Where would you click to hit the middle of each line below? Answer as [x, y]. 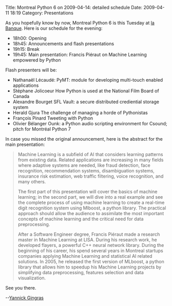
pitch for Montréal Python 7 [42, 129]
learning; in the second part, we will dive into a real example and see [90, 197]
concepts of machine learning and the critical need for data [81, 219]
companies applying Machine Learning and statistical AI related [85, 256]
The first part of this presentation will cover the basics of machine [88, 192]
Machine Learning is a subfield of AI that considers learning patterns [90, 154]
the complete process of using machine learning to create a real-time [91, 203]
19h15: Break [26, 49]
